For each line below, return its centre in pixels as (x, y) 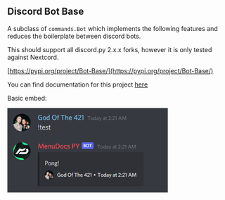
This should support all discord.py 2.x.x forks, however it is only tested (110, 49)
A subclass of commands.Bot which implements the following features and (112, 28)
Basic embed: (27, 98)
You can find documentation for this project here (78, 85)
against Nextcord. (33, 57)
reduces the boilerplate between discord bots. (74, 36)
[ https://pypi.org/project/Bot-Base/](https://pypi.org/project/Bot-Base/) (110, 70)
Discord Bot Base (46, 12)
